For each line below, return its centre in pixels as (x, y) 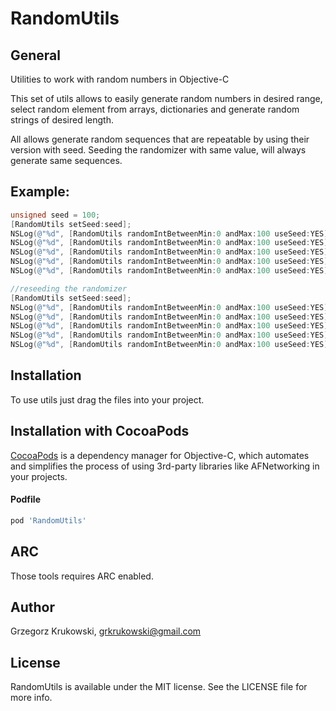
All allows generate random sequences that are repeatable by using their (160, 139)
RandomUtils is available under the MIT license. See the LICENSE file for (159, 687)
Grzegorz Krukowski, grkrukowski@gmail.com (106, 631)
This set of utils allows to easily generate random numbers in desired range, (166, 98)
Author (32, 607)
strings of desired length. (62, 120)
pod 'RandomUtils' (48, 520)
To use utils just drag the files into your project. (107, 399)
